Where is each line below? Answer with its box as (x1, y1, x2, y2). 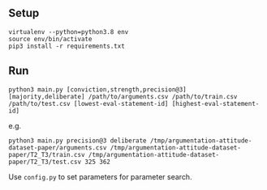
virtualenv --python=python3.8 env (8, 27, 129, 36)
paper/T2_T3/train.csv (8, 150, 85, 158)
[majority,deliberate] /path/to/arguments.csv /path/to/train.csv (8, 92, 238, 100)
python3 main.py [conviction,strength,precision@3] (8, 85, 187, 94)
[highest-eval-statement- (171, 99, 260, 108)
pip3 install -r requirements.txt (8, 42, 126, 50)
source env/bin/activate (8, 35, 93, 43)
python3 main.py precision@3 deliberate (8, 137, 148, 145)
